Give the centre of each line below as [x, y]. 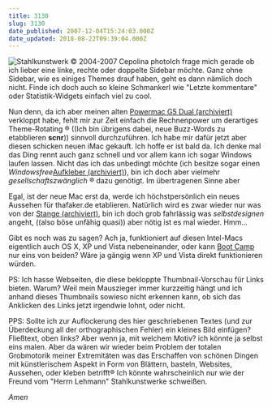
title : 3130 [28, 16]
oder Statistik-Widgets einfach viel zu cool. [80, 96]
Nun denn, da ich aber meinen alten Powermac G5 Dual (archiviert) [121, 112]
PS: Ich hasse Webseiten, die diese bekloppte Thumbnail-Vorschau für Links [136, 280]
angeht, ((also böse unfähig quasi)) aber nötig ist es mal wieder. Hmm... [128, 222]
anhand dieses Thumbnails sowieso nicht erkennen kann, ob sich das [125, 297]
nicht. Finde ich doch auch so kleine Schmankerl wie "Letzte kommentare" [133, 88]
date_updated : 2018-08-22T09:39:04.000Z [78, 39]
